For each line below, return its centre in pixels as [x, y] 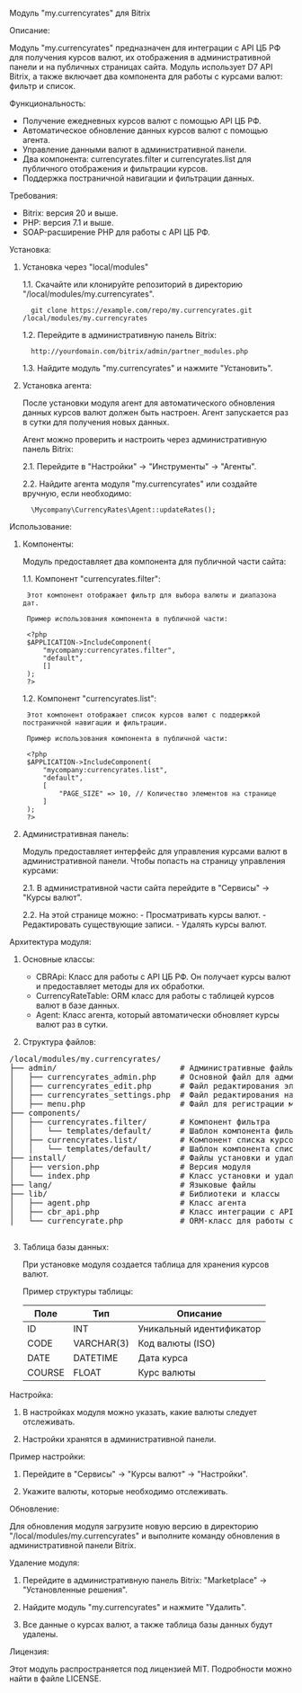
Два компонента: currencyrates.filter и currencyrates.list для [137, 159]
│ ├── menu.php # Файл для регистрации [147, 1104]
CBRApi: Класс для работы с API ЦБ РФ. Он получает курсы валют [163, 976]
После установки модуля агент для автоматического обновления [149, 403]
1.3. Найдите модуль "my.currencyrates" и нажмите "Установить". [147, 368]
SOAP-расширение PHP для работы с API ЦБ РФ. [116, 232]
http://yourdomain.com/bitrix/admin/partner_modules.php [140, 352]
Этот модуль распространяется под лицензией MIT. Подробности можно [151, 1669]
